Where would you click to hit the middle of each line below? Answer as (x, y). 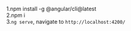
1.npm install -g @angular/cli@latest (51, 9)
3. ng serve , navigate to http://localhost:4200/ (66, 22)
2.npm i (16, 15)
